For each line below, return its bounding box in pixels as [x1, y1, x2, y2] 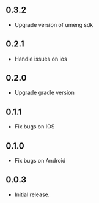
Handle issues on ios [14, 55, 68, 62]
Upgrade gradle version [14, 89, 75, 97]
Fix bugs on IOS [14, 123, 55, 130]
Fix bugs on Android [14, 157, 66, 164]
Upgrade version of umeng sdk [14, 21, 94, 28]
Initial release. [14, 191, 50, 198]
